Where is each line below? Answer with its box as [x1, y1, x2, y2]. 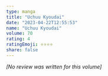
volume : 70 [6, 31, 33, 37]
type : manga [6, 8, 35, 15]
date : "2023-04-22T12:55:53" [6, 19, 78, 25]
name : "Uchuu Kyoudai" [6, 25, 62, 31]
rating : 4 [6, 36, 31, 42]
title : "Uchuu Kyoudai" [6, 14, 65, 20]
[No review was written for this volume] [6, 63, 102, 70]
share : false [6, 47, 38, 53]
